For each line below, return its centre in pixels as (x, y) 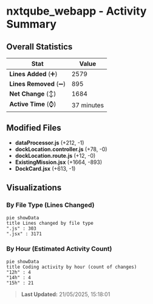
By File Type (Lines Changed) (50, 205)
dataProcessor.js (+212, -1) (49, 143)
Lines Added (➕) (33, 74)
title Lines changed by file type (50, 223)
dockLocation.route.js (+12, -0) (55, 155)
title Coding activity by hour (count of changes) (72, 267)
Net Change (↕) (33, 94)
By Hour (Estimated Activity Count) (59, 249)
